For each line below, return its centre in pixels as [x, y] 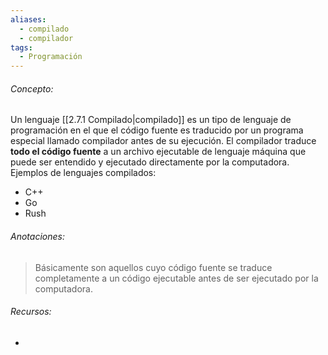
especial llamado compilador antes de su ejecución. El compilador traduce [163, 141]
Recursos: [31, 312]
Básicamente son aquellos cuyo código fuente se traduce [153, 267]
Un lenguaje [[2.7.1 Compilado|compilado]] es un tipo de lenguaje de [151, 120]
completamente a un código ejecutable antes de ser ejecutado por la [176, 278]
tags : [21, 47]
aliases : [28, 19]
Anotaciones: [37, 236]
